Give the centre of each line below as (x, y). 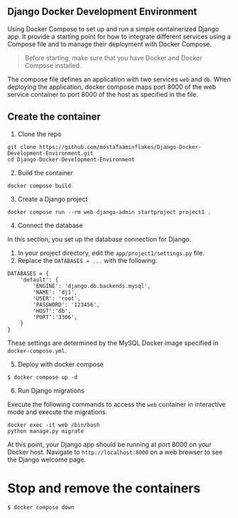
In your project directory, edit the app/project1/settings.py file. (111, 253)
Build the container (45, 172)
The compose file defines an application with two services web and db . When (119, 79)
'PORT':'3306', (55, 317)
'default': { (39, 280)
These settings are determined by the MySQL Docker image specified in (113, 343)
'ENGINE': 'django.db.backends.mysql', (92, 286)
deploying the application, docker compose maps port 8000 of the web (112, 87)
